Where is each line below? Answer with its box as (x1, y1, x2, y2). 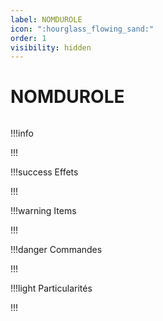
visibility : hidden (10, 42, 92, 53)
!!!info (10, 127, 34, 140)
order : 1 (10, 33, 47, 43)
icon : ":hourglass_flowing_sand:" (10, 24, 155, 34)
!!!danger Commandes (10, 244, 103, 256)
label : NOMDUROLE (10, 14, 83, 25)
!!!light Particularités (10, 282, 93, 295)
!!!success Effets (10, 166, 79, 178)
